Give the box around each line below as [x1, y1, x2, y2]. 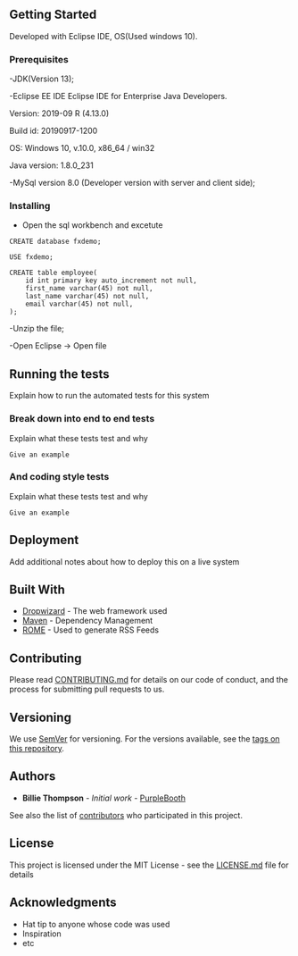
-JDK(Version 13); [9, 73, 74, 84]
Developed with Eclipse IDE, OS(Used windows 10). [9, 30, 198, 41]
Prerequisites [9, 53, 69, 65]
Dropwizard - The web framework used [21, 606, 168, 616]
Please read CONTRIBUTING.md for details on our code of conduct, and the [9, 675, 288, 685]
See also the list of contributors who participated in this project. [9, 809, 244, 820]
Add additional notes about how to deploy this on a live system [9, 556, 240, 566]
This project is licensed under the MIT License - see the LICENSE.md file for [9, 860, 289, 870]
